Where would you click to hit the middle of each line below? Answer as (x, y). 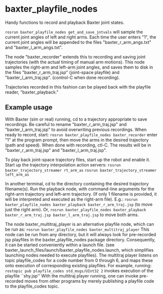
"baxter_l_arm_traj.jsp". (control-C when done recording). (63, 77)
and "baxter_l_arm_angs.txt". (34, 47)
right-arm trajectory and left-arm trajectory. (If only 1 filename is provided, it (81, 194)
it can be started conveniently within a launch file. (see (60, 245)
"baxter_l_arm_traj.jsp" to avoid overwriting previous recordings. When (76, 129)
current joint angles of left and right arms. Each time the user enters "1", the (81, 37)
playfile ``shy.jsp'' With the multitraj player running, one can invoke (72, 276)
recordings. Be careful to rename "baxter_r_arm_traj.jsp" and (66, 124)
